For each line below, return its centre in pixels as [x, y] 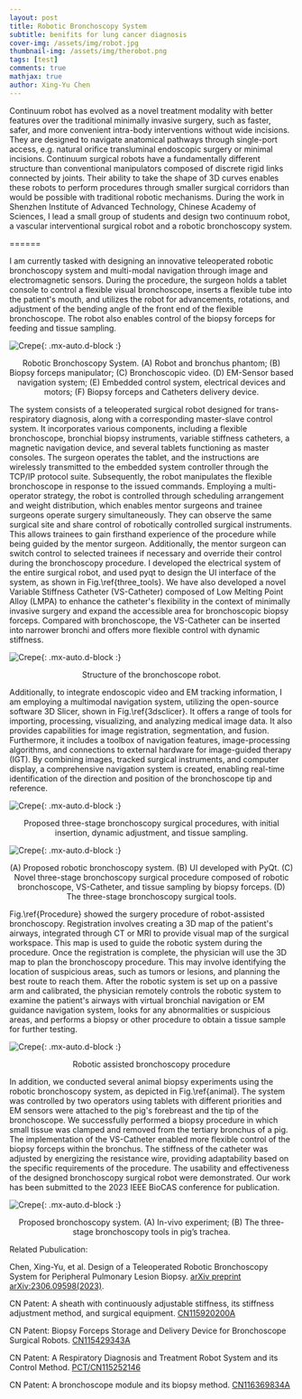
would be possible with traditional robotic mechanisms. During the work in [147, 197]
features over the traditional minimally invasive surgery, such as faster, [141, 120]
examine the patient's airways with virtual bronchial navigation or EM [137, 1000]
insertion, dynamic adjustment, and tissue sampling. [151, 833]
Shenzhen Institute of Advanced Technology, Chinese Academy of [133, 206]
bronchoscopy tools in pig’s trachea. [163, 1231]
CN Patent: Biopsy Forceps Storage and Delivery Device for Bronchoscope [148, 1330]
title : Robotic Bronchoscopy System [78, 26]
